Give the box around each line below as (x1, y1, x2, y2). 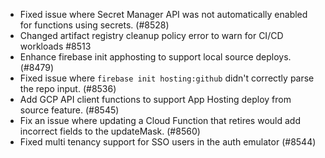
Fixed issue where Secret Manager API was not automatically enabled (19, 9, 308, 20)
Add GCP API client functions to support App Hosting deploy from (19, 94, 292, 105)
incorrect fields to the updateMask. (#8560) (19, 125, 201, 137)
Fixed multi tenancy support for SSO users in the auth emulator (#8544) (19, 136, 317, 148)
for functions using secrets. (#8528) (19, 19, 170, 31)
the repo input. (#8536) (19, 83, 117, 94)
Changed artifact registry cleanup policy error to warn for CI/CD (19, 30, 284, 41)
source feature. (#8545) (19, 104, 120, 116)
